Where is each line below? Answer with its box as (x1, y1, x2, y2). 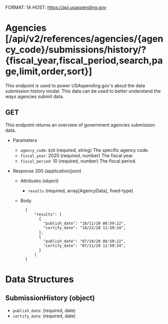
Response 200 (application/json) (12, 168, 82, 174)
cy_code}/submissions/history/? (5, 44, 147, 56)
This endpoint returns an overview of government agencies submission (5, 122, 155, 128)
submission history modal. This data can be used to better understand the (5, 88, 161, 94)
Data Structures (5, 273, 74, 285)
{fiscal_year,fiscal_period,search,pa (5, 55, 163, 66)
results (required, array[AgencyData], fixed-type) (28, 188, 134, 194)
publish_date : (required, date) (12, 307, 76, 313)
